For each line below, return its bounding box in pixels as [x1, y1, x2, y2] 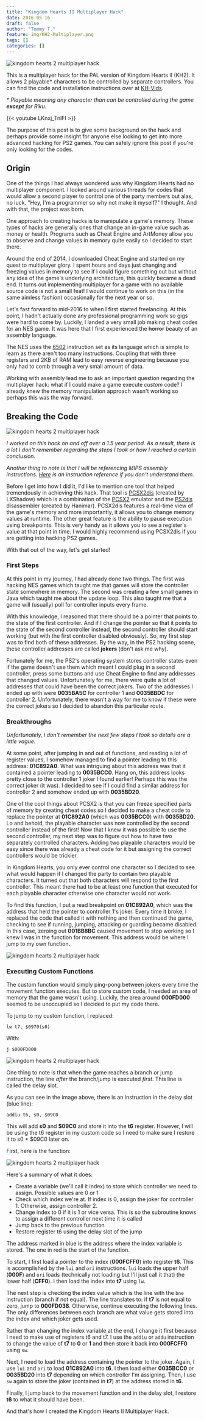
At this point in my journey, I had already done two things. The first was [6, 575, 185, 582]
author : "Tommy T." [6, 26, 56, 32]
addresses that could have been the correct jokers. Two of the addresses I [6, 683, 193, 690]
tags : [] [6, 37, 29, 43]
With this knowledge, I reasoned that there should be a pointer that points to [6, 613, 197, 620]
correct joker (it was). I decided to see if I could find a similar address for [6, 782, 189, 789]
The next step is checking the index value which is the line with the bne [6, 1289, 184, 1297]
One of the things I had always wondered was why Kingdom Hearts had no [6, 179, 194, 186]
